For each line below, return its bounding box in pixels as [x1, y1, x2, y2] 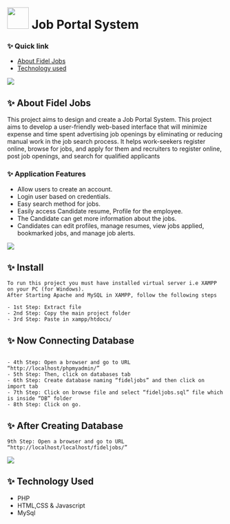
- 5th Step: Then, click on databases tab [7, 371, 131, 378]
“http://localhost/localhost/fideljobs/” [7, 444, 128, 451]
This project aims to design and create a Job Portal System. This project [7, 116, 212, 124]
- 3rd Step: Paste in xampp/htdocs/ [7, 316, 112, 323]
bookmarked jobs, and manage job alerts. [17, 229, 136, 237]
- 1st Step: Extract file [7, 304, 81, 311]
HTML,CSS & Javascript [17, 501, 85, 510]
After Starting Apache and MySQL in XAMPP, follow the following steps [7, 292, 217, 299]
